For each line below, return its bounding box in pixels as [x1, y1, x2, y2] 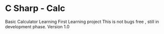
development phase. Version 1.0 [5, 23, 70, 29]
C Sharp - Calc [5, 3, 66, 14]
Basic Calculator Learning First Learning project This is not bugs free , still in [5, 19, 159, 24]
